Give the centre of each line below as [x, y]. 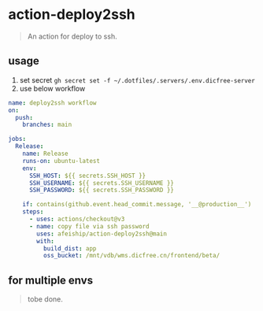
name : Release [45, 154]
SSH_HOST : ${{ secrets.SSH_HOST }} [87, 176]
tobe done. [45, 299]
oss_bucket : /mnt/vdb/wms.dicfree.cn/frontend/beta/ [131, 256]
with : [46, 241]
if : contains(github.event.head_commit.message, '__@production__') [137, 205]
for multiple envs [50, 280]
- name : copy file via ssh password [89, 226]
